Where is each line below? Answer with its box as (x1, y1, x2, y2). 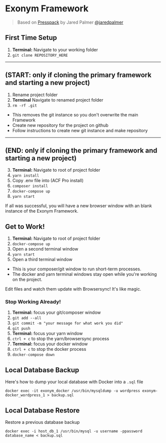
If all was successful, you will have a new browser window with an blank (5, 203, 152, 209)
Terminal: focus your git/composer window (12, 309, 101, 316)
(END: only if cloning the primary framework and (5, 146, 158, 154)
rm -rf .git (12, 103, 37, 108)
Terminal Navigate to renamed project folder (12, 97, 104, 103)
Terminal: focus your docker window (12, 341, 88, 347)
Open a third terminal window (12, 257, 73, 262)
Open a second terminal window (12, 246, 79, 252)
